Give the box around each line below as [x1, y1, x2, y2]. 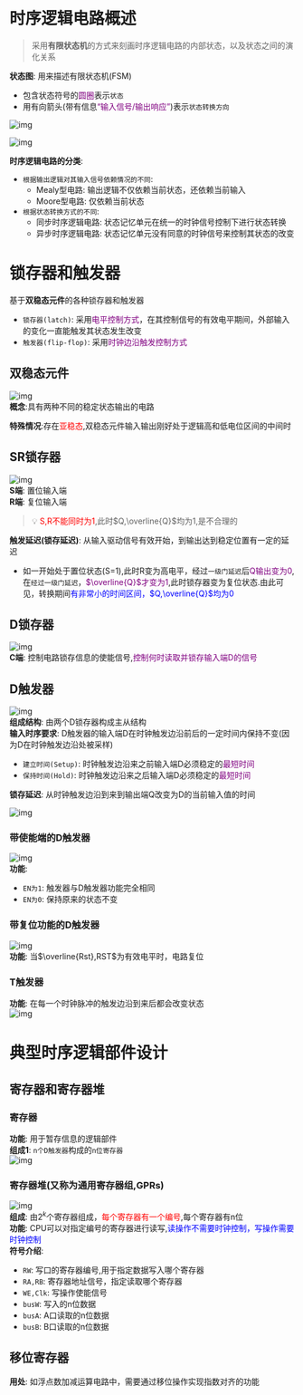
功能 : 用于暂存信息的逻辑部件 [9, 1133, 118, 1144]
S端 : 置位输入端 [9, 485, 68, 495]
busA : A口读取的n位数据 [22, 1310, 110, 1321]
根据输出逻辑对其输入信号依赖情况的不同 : [22, 173, 154, 184]
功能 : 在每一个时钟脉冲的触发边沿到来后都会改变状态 [9, 998, 204, 1009]
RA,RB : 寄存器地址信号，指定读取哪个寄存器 [22, 1275, 183, 1286]
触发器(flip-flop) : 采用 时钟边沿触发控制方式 [22, 336, 188, 347]
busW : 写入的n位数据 [22, 1298, 97, 1309]
